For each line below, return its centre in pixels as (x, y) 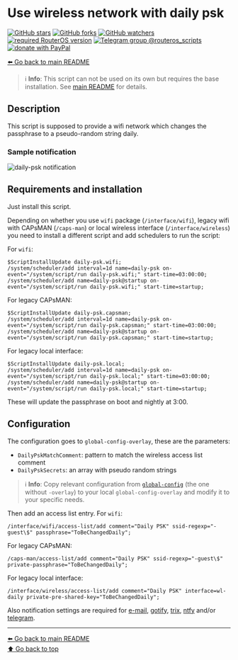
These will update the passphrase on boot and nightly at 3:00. (98, 402)
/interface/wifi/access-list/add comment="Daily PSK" (89, 526)
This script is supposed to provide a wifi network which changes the (107, 126)
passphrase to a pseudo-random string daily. (73, 133)
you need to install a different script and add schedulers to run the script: (114, 235)
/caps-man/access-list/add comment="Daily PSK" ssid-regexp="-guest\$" (115, 558)
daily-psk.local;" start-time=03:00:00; (150, 376)
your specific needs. (55, 499)
